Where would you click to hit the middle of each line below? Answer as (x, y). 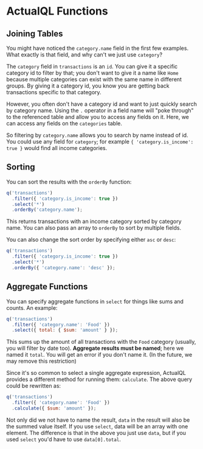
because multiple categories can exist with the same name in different (94, 79)
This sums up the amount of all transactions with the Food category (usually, (101, 342)
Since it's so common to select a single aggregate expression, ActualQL (96, 373)
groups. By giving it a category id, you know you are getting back (88, 86)
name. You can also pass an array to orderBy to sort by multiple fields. (94, 228)
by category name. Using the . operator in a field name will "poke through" (100, 110)
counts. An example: (32, 307)
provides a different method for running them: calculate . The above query (99, 379)
